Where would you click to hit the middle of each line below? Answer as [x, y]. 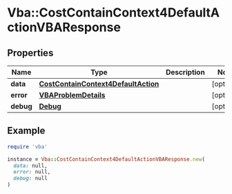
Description [185, 72]
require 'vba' [28, 146]
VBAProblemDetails [72, 95]
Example [26, 131]
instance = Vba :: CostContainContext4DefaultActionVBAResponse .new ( [106, 159]
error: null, [32, 172]
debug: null [31, 178]
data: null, [31, 166]
